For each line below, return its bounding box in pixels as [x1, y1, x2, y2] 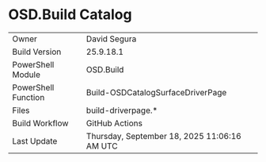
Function [12, 91, 45, 102]
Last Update [12, 135, 58, 146]
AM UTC [85, 141, 118, 152]
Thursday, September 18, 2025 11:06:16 [85, 130, 241, 141]
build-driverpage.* [85, 105, 158, 116]
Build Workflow [12, 118, 69, 129]
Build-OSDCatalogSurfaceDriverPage [85, 87, 227, 98]
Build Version [12, 46, 62, 57]
